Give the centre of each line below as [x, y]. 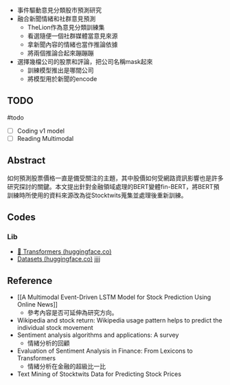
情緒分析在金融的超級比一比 [67, 366]
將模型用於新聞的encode [62, 79]
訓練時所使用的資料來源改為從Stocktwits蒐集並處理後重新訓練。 [97, 195]
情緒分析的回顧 [48, 343]
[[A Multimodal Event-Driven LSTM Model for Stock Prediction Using [114, 297]
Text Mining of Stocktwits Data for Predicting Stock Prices [99, 374]
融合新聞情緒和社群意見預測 [56, 19]
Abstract [26, 161]
